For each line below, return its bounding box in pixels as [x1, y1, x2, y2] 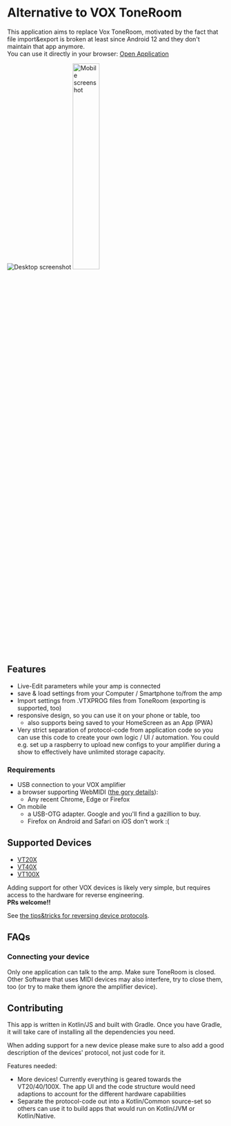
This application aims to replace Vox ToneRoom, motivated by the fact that [7, 28, 219, 36]
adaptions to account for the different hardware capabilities [17, 1090, 186, 1098]
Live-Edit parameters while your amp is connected [17, 682, 161, 690]
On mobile [17, 803, 47, 811]
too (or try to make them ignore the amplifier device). [7, 982, 158, 990]
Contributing [7, 1002, 63, 1014]
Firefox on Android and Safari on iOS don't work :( [27, 817, 170, 826]
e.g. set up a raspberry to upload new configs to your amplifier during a [17, 740, 221, 748]
